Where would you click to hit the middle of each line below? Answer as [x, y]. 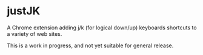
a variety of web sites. [35, 33]
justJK [24, 11]
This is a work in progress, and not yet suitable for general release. [90, 45]
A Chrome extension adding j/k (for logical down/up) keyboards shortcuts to [102, 27]
